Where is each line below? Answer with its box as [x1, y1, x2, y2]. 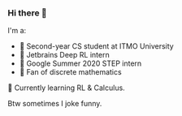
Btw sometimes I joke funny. [7, 99, 102, 109]
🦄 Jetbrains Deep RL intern [19, 50, 110, 60]
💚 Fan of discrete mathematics [19, 67, 123, 77]
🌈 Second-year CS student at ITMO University [19, 41, 174, 51]
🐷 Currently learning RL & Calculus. [7, 83, 125, 92]
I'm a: [7, 26, 27, 36]
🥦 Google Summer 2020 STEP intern [19, 58, 142, 68]
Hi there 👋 [7, 7, 48, 19]
